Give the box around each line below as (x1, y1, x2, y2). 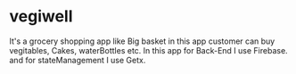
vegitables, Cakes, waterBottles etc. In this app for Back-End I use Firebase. (9, 45, 288, 55)
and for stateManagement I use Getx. (9, 54, 146, 65)
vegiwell (9, 6, 73, 27)
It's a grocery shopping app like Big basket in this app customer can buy (9, 36, 275, 46)
